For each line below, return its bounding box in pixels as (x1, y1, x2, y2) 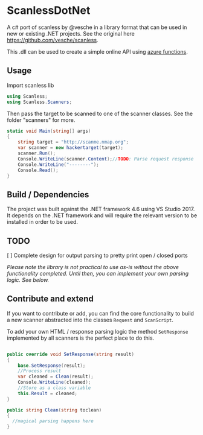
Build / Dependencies (7, 189, 89, 200)
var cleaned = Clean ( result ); (18, 373, 94, 380)
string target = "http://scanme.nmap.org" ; (18, 139, 129, 145)
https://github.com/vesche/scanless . (7, 36, 98, 43)
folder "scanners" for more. (7, 116, 76, 124)
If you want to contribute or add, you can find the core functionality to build (7, 310, 194, 317)
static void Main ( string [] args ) (7, 128, 91, 134)
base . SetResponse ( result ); (18, 363, 86, 369)
